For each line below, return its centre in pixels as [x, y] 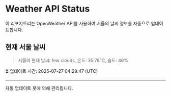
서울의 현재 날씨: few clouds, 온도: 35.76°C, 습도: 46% [73, 60]
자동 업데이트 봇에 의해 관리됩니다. [39, 88]
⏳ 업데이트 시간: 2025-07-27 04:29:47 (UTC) [52, 71]
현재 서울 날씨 [25, 47]
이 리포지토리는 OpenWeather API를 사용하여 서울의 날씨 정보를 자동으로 [78, 23]
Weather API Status [48, 9]
